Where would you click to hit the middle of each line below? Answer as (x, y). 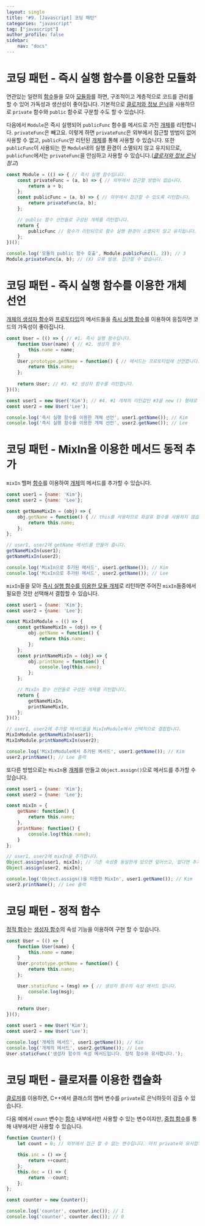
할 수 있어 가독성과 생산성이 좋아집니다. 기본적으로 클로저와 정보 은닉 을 (90, 104)
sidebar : (17, 40)
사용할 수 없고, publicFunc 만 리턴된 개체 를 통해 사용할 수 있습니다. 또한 (91, 140)
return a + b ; (46, 186)
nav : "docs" (32, 47)
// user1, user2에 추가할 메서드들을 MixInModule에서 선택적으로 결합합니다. (94, 729)
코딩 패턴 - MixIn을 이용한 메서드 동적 (95, 450)
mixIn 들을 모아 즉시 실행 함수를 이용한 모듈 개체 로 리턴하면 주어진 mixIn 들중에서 (101, 586)
